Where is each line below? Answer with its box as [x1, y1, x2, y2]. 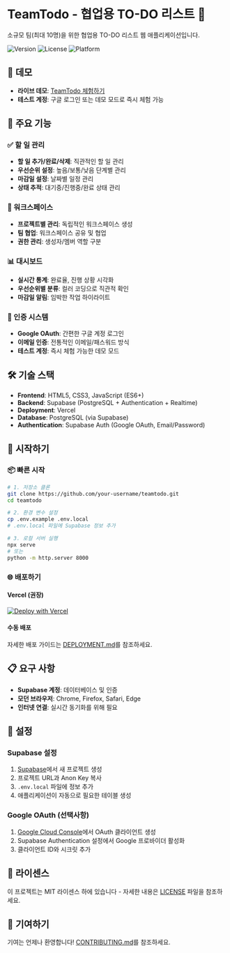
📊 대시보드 [7, 256, 43, 266]
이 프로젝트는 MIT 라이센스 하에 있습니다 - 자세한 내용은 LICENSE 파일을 [7, 887, 204, 896]
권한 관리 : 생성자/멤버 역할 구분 [17, 237, 102, 245]
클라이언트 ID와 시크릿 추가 [17, 845, 91, 853]
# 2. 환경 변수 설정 [7, 510, 58, 517]
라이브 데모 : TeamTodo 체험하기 [17, 86, 105, 95]
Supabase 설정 [7, 748, 57, 758]
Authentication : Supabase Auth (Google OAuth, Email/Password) [17, 421, 206, 429]
